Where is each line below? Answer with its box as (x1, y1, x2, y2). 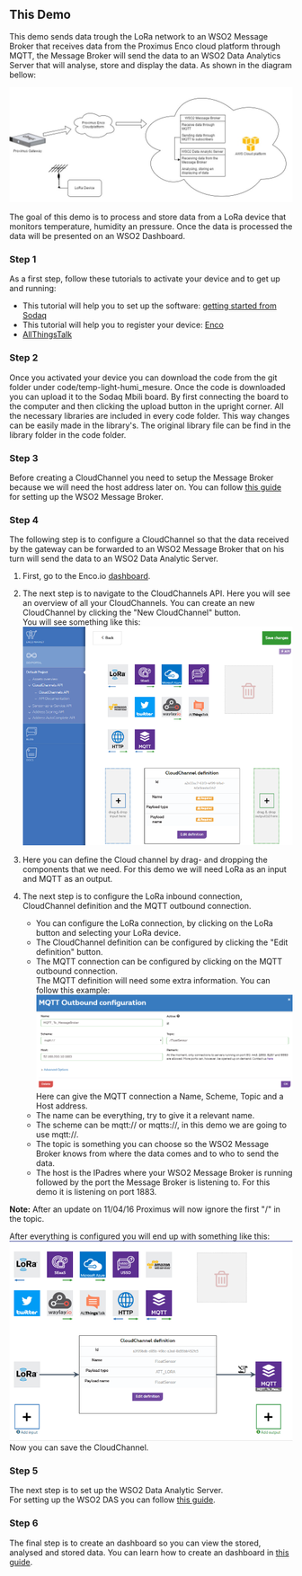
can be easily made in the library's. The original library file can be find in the (9, 420, 291, 431)
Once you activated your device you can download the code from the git (9, 372, 278, 383)
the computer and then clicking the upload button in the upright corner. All (9, 400, 285, 412)
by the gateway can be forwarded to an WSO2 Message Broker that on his (9, 544, 285, 555)
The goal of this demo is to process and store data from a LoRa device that (9, 211, 287, 222)
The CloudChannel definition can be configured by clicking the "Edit (35, 937, 289, 948)
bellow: (9, 69, 37, 80)
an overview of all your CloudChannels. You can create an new (22, 598, 255, 609)
